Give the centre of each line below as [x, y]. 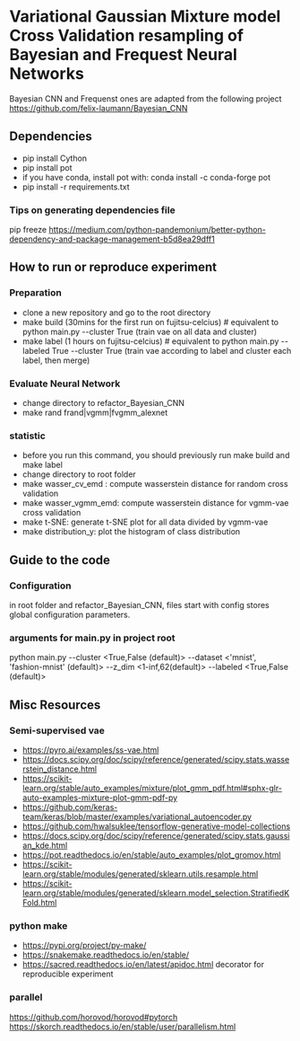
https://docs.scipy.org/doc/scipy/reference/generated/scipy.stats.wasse [156, 759]
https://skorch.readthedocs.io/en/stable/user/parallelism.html [123, 1027]
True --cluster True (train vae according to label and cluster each [171, 350]
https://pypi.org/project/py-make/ [84, 946]
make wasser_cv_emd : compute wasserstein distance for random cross [155, 484]
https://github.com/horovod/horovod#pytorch [94, 1017]
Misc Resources [55, 705]
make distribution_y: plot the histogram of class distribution [131, 532]
